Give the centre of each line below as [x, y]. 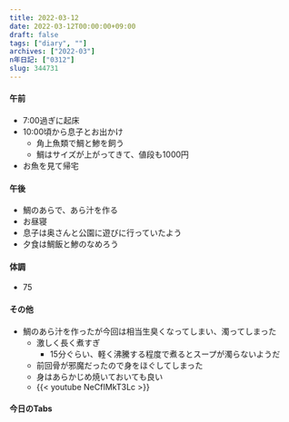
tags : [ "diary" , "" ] [49, 43]
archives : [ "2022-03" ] [52, 52]
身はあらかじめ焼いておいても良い [100, 377]
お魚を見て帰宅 [50, 166]
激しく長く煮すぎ [68, 342]
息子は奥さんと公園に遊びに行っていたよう [102, 233]
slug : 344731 [34, 69]
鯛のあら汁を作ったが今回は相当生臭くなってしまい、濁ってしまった [149, 331]
